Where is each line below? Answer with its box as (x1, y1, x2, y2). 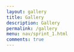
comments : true (6, 36, 44, 42)
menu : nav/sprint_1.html (6, 31, 68, 37)
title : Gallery (6, 14, 44, 20)
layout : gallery (6, 8, 47, 15)
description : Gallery (6, 20, 60, 26)
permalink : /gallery (6, 25, 58, 32)
